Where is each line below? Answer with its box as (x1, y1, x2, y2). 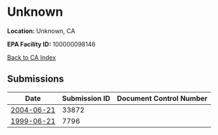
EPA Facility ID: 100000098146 (7, 40, 96, 48)
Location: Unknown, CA (7, 27, 76, 35)
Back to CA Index (7, 53, 56, 62)
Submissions (7, 73, 64, 85)
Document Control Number (116, 93, 208, 103)
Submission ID (61, 93, 111, 103)
